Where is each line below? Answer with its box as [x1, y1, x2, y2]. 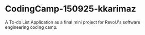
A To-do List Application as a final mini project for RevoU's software [5, 19, 141, 25]
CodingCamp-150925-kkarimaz [5, 3, 136, 14]
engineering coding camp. [5, 24, 58, 30]
